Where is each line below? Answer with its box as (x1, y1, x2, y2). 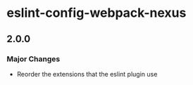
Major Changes (6, 54, 61, 64)
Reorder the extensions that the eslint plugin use (16, 70, 158, 78)
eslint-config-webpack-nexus (6, 5, 187, 21)
